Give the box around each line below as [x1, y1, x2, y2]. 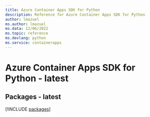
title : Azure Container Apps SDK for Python [5, 7, 100, 13]
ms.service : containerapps [5, 40, 62, 45]
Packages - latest [5, 93, 61, 101]
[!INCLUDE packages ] [5, 106, 51, 112]
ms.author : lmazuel [5, 21, 46, 27]
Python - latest [5, 73, 69, 84]
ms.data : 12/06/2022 [5, 26, 49, 31]
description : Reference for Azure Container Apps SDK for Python [5, 12, 145, 17]
